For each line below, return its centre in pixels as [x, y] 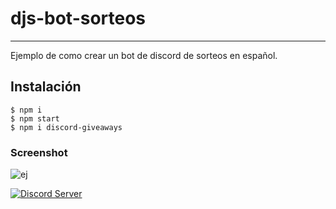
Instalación [46, 87]
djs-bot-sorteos [78, 18]
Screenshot [39, 152]
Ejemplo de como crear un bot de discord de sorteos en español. [144, 55]
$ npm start [35, 118]
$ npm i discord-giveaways [66, 127]
